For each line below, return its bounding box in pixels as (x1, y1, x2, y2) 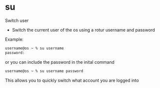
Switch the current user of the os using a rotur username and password (12, 27, 155, 33)
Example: (5, 36, 24, 42)
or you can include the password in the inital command (5, 59, 115, 65)
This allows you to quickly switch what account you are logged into (5, 77, 139, 83)
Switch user (5, 18, 29, 23)
